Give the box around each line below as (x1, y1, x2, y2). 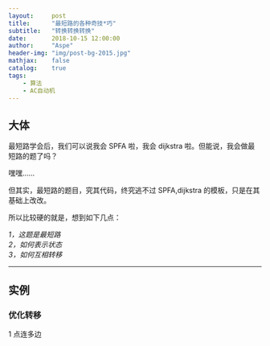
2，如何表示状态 (8, 240, 63, 249)
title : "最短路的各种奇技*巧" (8, 19, 117, 27)
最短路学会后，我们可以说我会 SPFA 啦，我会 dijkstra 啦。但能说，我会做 (8, 142, 248, 151)
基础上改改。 (8, 196, 51, 205)
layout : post (8, 11, 67, 20)
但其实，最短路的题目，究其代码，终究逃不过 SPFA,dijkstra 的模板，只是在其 (8, 186, 260, 196)
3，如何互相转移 (8, 250, 63, 260)
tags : (8, 72, 27, 80)
